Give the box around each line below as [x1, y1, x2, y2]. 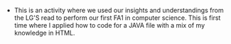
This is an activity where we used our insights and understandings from [14, 6, 224, 14]
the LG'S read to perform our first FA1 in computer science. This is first [14, 13, 221, 22]
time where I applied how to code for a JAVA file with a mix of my [14, 21, 205, 29]
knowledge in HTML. [14, 28, 75, 37]
